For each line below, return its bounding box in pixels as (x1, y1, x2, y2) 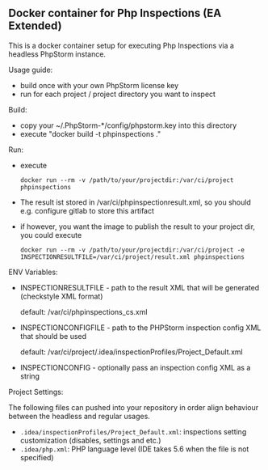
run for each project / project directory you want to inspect (19, 89, 216, 99)
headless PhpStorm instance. (8, 49, 107, 59)
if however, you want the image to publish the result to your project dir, (19, 222, 256, 231)
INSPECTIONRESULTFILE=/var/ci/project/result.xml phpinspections (19, 252, 245, 261)
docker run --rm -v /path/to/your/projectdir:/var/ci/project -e (19, 246, 245, 254)
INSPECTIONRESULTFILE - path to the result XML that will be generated (19, 282, 260, 292)
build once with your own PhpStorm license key (19, 80, 179, 90)
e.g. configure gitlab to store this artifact (19, 205, 155, 215)
